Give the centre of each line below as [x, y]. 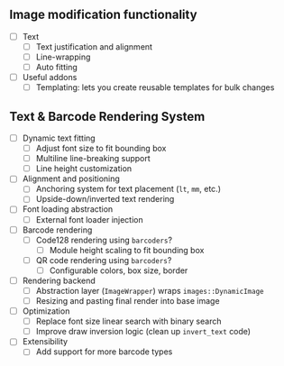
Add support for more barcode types [104, 352]
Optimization [46, 311]
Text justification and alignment [94, 46]
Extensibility [45, 342]
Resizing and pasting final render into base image [128, 301]
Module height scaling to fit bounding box [127, 250]
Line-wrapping [63, 57]
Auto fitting [57, 67]
